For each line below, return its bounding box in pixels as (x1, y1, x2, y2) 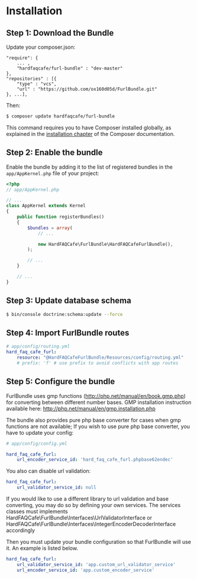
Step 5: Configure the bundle (6, 376, 115, 387)
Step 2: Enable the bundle (6, 147, 103, 158)
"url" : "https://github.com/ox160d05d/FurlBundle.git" (17, 86, 158, 92)
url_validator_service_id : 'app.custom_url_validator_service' (17, 561, 176, 568)
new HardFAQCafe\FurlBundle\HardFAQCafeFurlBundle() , (37, 241, 173, 247)
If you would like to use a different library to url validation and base (6, 495, 169, 502)
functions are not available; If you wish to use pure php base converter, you (6, 423, 190, 430)
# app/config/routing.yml (6, 343, 70, 350)
